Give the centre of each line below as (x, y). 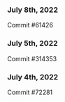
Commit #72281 (30, 92)
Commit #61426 (30, 25)
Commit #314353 (32, 58)
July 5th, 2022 (32, 44)
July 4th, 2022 (33, 77)
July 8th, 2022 (32, 10)
